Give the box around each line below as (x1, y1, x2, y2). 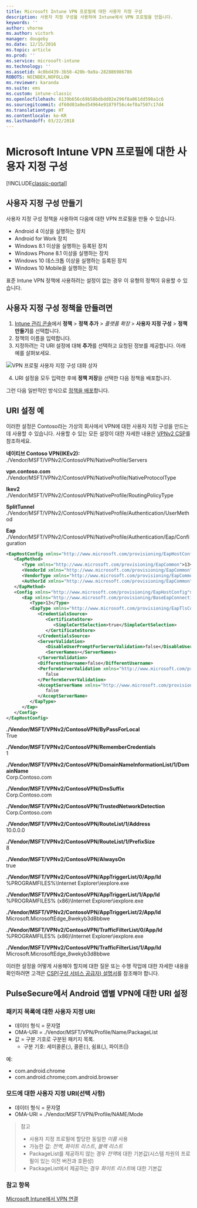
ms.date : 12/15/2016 (6, 42, 57, 48)
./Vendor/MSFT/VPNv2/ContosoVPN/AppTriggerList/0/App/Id (6, 873, 161, 880)
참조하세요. (6, 437, 32, 444)
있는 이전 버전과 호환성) (40, 1157, 94, 1164)
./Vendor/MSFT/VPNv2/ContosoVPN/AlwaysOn (6, 855, 125, 862)
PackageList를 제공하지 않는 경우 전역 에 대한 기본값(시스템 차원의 (29, 1150, 180, 1157)
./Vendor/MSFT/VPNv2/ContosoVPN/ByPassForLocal (6, 725, 140, 733)
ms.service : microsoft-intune (6, 58, 80, 64)
